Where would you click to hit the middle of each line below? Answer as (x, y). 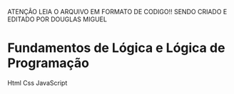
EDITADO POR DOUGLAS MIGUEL (57, 19)
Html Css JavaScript (37, 83)
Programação (48, 63)
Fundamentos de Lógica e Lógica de (116, 48)
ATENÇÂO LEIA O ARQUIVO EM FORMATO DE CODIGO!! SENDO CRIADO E (117, 12)
